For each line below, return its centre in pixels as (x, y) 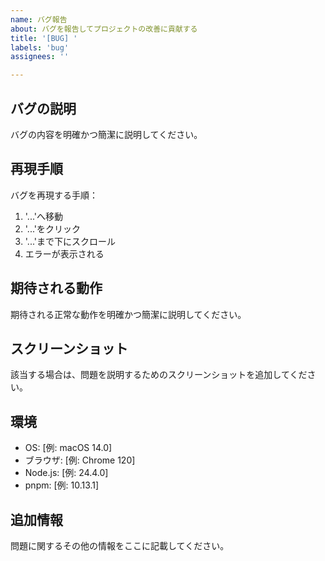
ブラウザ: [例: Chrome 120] (80, 460)
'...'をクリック (52, 228)
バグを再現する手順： (54, 195)
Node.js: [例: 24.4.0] (66, 473)
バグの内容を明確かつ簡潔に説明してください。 (106, 134)
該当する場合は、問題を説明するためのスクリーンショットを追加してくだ (159, 375)
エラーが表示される (64, 253)
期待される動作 (56, 288)
